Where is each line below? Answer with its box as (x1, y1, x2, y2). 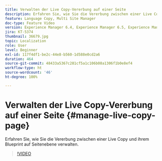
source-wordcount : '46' (5, 70, 53, 75)
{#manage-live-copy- (66, 110, 156, 121)
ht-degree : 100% (5, 74, 38, 79)
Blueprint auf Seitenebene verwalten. (5, 141, 79, 147)
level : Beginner (5, 47, 38, 52)
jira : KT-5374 (5, 29, 34, 34)
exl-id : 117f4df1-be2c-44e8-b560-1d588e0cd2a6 (5, 52, 100, 57)
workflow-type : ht (5, 66, 42, 71)
